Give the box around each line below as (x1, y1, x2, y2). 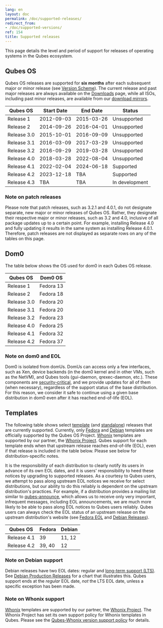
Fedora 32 (39, 330, 63, 337)
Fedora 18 (39, 290, 63, 297)
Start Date (43, 107, 68, 114)
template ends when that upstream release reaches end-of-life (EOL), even (5, 443, 156, 448)
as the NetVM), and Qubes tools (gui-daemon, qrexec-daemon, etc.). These (5, 374, 158, 380)
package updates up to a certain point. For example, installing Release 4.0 (5, 220, 154, 226)
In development (112, 179, 148, 185)
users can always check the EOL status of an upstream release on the (5, 509, 145, 515)
